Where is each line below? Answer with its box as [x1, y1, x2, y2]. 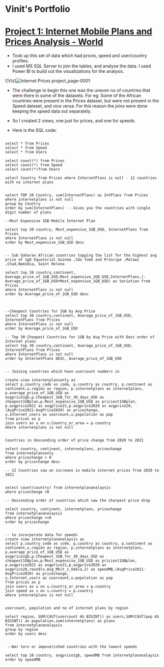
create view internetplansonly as [5, 377, 76, 383]
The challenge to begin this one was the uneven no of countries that [12, 87, 151, 93]
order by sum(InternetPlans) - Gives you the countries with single [5, 205, 151, 211]
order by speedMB [5, 657, 41, 662]
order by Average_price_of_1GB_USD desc [5, 291, 89, 297]
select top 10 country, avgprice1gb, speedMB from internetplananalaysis [5, 653, 160, 658]
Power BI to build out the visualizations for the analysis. [12, 68, 124, 74]
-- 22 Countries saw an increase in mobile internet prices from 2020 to [5, 468, 160, 473]
